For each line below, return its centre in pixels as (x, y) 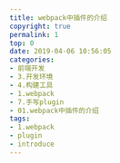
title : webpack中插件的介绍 (58, 18)
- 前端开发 (27, 69)
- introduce (32, 144)
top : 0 (22, 43)
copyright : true (40, 26)
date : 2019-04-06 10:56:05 (60, 52)
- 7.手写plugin (37, 102)
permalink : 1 (34, 34)
